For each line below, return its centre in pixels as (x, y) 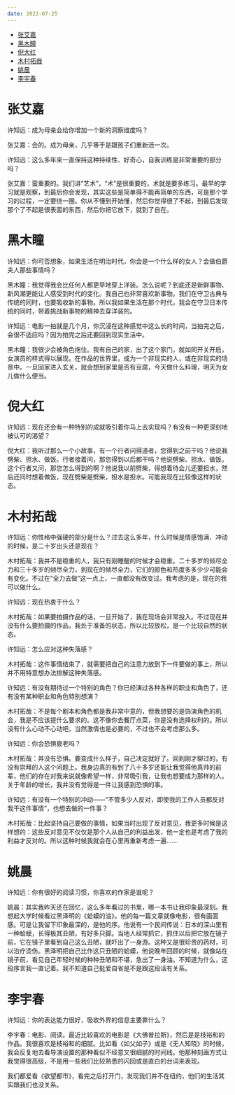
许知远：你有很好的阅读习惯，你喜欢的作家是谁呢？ (81, 892)
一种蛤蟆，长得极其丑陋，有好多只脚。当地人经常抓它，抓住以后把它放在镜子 (117, 933)
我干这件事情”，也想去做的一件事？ (58, 808)
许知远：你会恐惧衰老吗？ (44, 744)
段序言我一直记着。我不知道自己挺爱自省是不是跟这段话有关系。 (99, 968)
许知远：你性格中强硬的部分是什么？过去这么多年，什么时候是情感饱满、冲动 (117, 537)
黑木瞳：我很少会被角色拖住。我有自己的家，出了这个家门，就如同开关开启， (117, 349)
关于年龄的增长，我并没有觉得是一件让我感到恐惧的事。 (87, 785)
